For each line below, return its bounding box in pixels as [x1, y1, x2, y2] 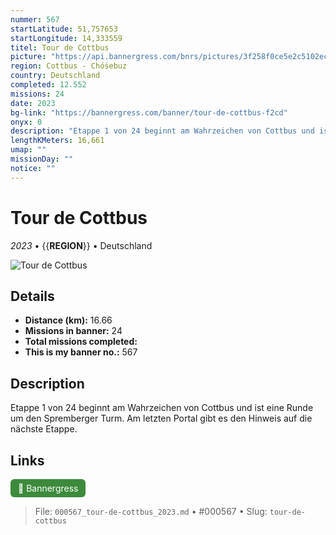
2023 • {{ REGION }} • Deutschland [10, 239, 153, 251]
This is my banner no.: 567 [24, 346, 138, 358]
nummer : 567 [10, 14, 60, 25]
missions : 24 [10, 89, 65, 99]
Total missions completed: [24, 336, 138, 348]
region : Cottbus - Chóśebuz [10, 61, 128, 71]
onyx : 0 [10, 117, 43, 127]
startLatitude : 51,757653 [10, 24, 118, 34]
